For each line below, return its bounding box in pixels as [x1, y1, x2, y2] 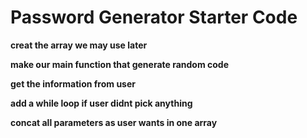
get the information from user [10, 77, 136, 90]
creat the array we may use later [10, 39, 148, 51]
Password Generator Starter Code [10, 6, 298, 29]
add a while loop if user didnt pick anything [10, 97, 193, 109]
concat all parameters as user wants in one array [10, 116, 218, 128]
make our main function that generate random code [10, 58, 230, 70]
